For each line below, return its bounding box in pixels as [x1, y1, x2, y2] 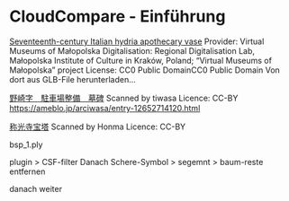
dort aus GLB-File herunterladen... [9, 74, 137, 84]
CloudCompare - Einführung [9, 6, 226, 27]
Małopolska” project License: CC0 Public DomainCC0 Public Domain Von [9, 65, 281, 75]
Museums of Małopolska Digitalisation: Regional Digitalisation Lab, [9, 45, 255, 56]
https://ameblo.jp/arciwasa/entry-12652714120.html [9, 102, 201, 113]
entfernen [9, 166, 46, 177]
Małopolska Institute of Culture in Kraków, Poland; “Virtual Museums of [9, 55, 273, 66]
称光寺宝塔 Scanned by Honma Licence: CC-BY [9, 121, 186, 132]
